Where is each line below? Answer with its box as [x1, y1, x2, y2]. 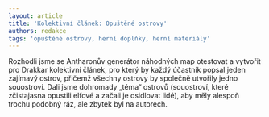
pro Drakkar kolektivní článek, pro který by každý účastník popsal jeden [8, 65, 246, 75]
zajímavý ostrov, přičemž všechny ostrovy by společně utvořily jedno [8, 73, 238, 83]
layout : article [8, 11, 63, 20]
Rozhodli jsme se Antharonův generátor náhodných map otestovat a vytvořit [8, 56, 262, 66]
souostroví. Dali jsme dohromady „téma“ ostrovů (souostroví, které [8, 82, 230, 92]
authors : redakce [8, 27, 67, 35]
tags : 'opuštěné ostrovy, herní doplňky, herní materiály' [8, 34, 211, 43]
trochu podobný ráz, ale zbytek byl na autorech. [8, 99, 168, 109]
